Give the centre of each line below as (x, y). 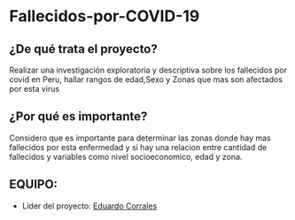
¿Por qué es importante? (78, 117)
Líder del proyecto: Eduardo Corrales (89, 206)
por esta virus (35, 89)
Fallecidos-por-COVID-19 (105, 16)
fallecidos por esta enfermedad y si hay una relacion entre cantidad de (138, 147)
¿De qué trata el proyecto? (83, 49)
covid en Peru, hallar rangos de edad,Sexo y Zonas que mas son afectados (146, 80)
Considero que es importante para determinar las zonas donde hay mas (140, 138)
